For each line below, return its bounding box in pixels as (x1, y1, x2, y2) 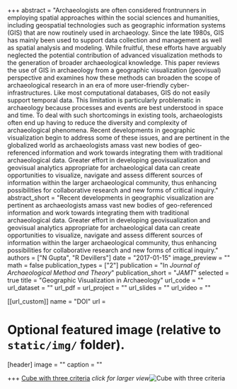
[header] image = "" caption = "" (7, 360, 103, 369)
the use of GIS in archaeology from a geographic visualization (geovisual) (7, 66, 221, 74)
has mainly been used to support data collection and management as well (7, 36, 222, 44)
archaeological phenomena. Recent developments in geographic (7, 126, 196, 134)
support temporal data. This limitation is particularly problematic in (7, 96, 201, 104)
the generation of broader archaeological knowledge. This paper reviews (7, 59, 220, 66)
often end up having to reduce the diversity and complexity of (7, 119, 187, 126)
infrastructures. (7, 88, 52, 97)
